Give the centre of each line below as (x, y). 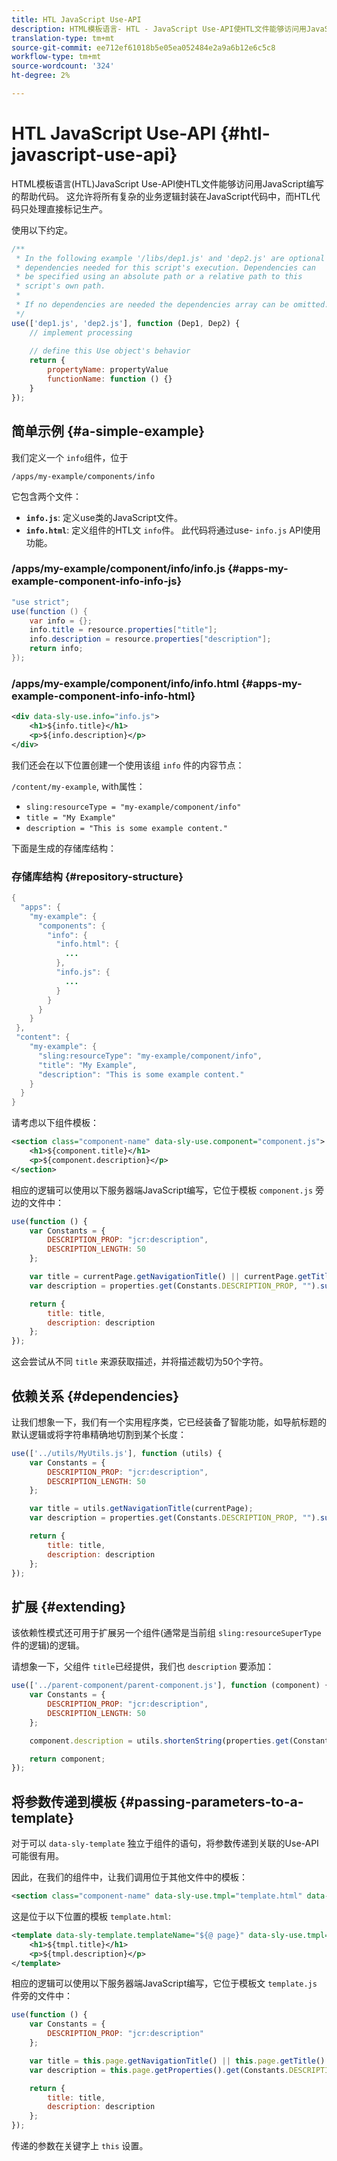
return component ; (67, 1759)
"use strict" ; (41, 602)
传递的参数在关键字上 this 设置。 (80, 2146)
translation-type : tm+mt (63, 38)
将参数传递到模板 (64, 1801)
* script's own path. (60, 286)
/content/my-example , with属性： (78, 786)
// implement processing (81, 332)
